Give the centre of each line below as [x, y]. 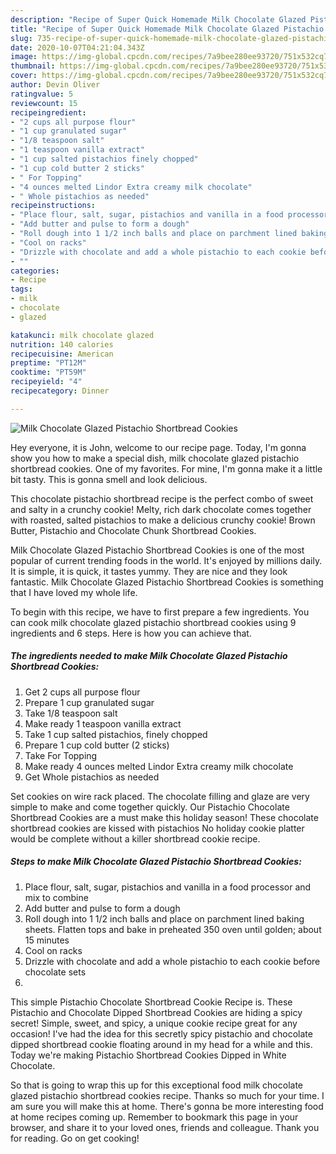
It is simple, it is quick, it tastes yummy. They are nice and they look [149, 571]
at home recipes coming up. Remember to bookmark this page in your [154, 1117]
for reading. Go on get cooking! [75, 1138]
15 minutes [47, 940]
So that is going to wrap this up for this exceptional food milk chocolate [157, 1085]
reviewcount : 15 [44, 103]
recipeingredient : [48, 112]
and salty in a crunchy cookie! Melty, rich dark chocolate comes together [161, 509]
